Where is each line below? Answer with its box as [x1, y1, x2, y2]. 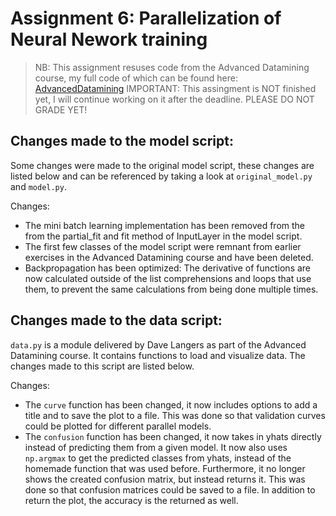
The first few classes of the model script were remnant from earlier [24, 240, 302, 252]
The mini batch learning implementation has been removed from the [24, 219, 306, 231]
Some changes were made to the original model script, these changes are [10, 159, 315, 171]
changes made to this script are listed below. [10, 360, 195, 372]
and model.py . [10, 180, 67, 192]
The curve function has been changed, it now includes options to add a [24, 398, 318, 411]
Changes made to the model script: [10, 133, 234, 150]
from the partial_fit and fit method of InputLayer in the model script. [24, 230, 303, 242]
